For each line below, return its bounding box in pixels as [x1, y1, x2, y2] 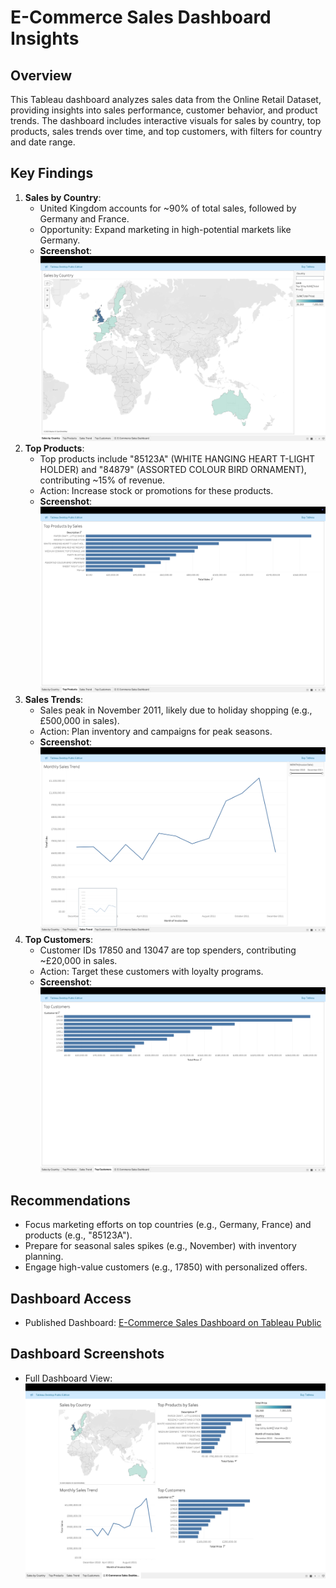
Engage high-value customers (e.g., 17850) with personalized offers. [24, 1261, 308, 1273]
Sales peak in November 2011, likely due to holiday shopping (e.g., [39, 704, 313, 716]
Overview [10, 67, 73, 84]
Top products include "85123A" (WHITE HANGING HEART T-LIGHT [39, 453, 316, 465]
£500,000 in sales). [39, 714, 120, 726]
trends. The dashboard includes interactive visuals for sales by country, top [10, 115, 322, 126]
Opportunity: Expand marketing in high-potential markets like [39, 223, 292, 235]
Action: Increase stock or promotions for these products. [39, 485, 274, 497]
